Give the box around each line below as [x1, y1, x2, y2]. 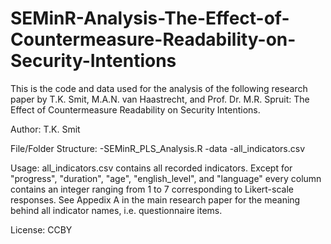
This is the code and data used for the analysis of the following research [10, 82, 308, 94]
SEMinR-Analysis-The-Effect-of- [10, 7, 290, 30]
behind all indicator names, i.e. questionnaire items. [10, 204, 223, 216]
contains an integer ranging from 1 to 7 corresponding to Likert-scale [10, 183, 294, 195]
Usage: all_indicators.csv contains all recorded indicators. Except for [10, 162, 293, 174]
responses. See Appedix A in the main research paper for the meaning [10, 193, 301, 206]
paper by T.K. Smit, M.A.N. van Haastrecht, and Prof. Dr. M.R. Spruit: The [10, 93, 310, 105]
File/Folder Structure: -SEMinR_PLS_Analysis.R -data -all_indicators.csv [10, 142, 306, 154]
